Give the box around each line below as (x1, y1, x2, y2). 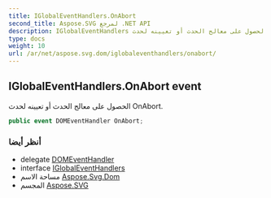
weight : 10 (8, 42, 46, 50)
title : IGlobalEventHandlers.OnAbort (8, 11, 137, 20)
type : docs (8, 34, 46, 43)
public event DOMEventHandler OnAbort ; (8, 117, 144, 125)
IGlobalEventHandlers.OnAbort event (8, 80, 202, 93)
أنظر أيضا (8, 136, 42, 147)
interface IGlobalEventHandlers (20, 163, 125, 173)
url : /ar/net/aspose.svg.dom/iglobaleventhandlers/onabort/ (8, 49, 217, 58)
